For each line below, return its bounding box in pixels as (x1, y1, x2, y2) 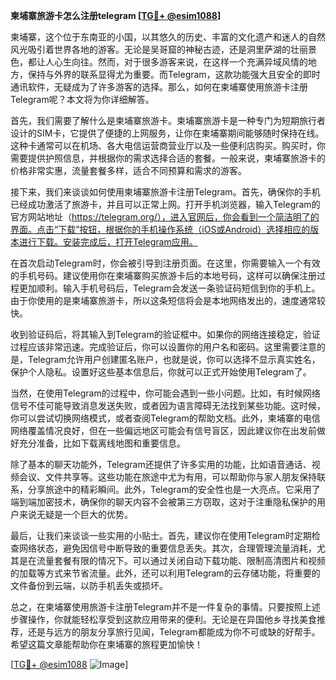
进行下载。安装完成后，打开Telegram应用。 (18, 236, 198, 248)
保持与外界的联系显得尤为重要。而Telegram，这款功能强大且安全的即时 (27, 69, 321, 80)
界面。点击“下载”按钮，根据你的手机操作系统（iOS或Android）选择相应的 (10, 224, 311, 235)
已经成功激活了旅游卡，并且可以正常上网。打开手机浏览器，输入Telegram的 (10, 199, 321, 210)
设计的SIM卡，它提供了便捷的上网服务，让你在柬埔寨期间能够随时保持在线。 (10, 127, 325, 139)
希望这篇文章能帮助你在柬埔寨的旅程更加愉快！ (10, 639, 203, 650)
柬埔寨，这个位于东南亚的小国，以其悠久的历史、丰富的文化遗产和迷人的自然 (10, 31, 326, 43)
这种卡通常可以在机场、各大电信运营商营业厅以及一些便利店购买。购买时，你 (10, 140, 326, 151)
